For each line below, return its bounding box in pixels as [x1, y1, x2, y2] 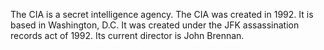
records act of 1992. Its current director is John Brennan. [10, 30, 245, 41]
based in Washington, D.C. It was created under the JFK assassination [10, 19, 300, 31]
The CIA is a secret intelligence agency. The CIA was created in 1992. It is [10, 9, 314, 20]
